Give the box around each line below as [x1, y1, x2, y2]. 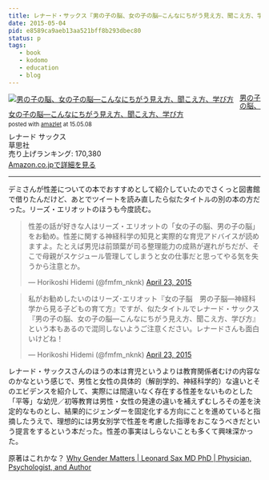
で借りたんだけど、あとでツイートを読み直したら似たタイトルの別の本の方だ [8, 194, 260, 204]
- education [18, 64, 59, 72]
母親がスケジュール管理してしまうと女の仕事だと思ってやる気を [42, 251, 252, 261]
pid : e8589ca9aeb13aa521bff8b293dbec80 [8, 26, 142, 34]
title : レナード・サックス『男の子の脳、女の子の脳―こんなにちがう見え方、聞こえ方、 [8, 11, 258, 20]
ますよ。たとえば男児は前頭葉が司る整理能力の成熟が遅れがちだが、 [27, 241, 253, 250]
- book [18, 49, 42, 57]
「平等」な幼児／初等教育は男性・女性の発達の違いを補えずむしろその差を [8, 396, 254, 406]
